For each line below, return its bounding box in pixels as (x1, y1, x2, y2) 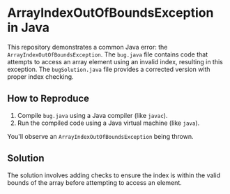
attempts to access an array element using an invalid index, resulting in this (7, 57, 223, 66)
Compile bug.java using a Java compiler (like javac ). (17, 111, 168, 119)
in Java (7, 20, 50, 36)
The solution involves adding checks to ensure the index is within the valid (7, 171, 221, 179)
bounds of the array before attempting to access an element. (7, 178, 183, 186)
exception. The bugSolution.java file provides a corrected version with (7, 65, 210, 73)
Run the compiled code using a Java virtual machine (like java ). (17, 119, 200, 127)
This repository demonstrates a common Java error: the (7, 43, 168, 51)
